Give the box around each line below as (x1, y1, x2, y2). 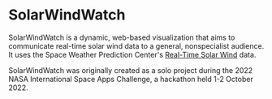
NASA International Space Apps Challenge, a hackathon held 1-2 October (8, 74, 253, 84)
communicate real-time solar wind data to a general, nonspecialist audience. (8, 41, 265, 50)
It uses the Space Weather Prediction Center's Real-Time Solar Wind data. (8, 49, 257, 59)
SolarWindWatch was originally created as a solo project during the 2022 (8, 65, 253, 75)
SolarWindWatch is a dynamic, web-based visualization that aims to (8, 32, 235, 42)
